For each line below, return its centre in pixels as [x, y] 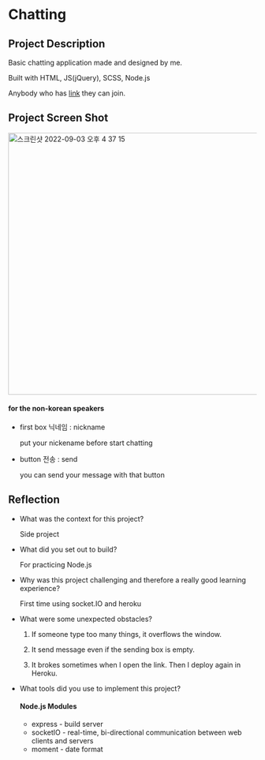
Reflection [34, 500]
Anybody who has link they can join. [67, 93]
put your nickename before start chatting [86, 443]
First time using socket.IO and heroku [80, 603]
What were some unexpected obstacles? [86, 619]
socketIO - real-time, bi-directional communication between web [136, 732]
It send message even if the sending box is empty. [113, 650]
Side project [39, 533]
